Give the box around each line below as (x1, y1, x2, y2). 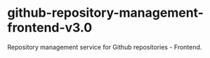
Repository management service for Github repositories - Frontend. (7, 43, 202, 51)
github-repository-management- (7, 5, 204, 21)
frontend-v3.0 (7, 20, 93, 36)
